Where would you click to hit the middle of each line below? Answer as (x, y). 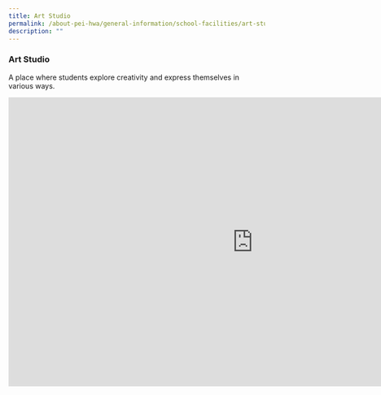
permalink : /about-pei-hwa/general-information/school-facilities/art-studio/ (145, 24)
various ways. (32, 85)
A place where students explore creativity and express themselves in (124, 77)
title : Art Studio (39, 16)
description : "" (36, 31)
